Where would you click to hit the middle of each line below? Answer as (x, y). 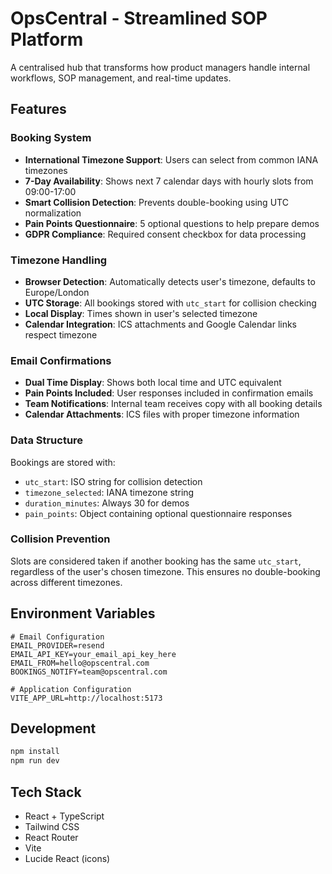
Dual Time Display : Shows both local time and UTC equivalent (153, 383)
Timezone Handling (59, 260)
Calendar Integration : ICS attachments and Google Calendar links (161, 324)
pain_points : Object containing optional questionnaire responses (158, 513)
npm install (35, 752)
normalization (53, 213)
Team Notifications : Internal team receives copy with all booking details (173, 404)
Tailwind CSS (52, 826)
